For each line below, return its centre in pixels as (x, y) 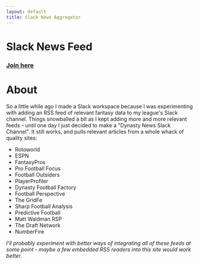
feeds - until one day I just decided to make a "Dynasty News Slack (89, 125)
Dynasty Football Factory (45, 187)
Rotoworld (27, 149)
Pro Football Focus (38, 168)
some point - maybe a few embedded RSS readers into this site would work (99, 249)
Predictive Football (37, 212)
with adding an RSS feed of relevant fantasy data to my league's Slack (92, 112)
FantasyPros (30, 162)
